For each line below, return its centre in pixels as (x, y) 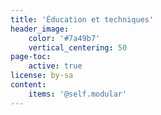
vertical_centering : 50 (78, 47)
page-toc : (31, 57)
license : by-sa (42, 76)
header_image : (40, 29)
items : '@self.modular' (78, 94)
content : (28, 85)
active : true (55, 66)
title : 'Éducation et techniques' (82, 19)
